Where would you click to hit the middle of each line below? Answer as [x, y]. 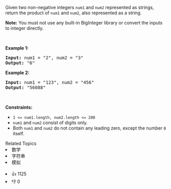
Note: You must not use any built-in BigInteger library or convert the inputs [84, 23]
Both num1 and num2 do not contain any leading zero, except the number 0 [89, 128]
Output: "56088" [26, 87]
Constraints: [19, 107]
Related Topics [21, 143]
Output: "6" [20, 63]
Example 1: [17, 48]
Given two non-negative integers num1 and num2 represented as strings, [80, 7]
